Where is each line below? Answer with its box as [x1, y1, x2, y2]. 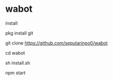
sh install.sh [5, 59, 31, 66]
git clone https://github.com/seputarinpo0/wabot [5, 39, 108, 46]
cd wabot [5, 50, 25, 56]
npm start [5, 70, 26, 76]
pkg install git [5, 30, 34, 36]
